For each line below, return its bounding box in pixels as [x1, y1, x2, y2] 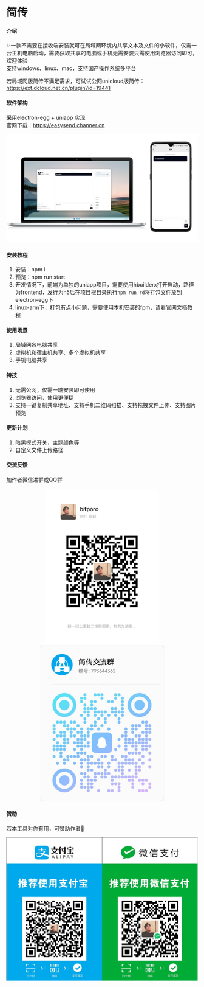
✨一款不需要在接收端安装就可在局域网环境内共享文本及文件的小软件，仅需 [6, 42, 192, 49]
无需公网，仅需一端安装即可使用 [15, 386, 95, 393]
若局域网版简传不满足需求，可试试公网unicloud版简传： [6, 77, 145, 85]
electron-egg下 [15, 296, 53, 304]
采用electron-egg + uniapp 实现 [6, 114, 86, 121]
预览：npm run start [15, 273, 66, 281]
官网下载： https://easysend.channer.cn [6, 121, 105, 128]
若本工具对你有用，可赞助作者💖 [6, 825, 85, 832]
